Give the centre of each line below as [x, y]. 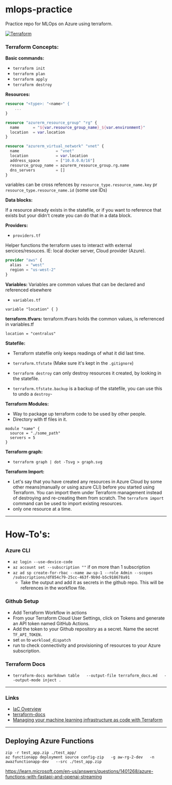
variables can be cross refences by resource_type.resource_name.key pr [81, 185]
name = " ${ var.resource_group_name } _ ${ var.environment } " [78, 127]
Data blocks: [19, 200]
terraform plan [29, 74]
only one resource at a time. [42, 509]
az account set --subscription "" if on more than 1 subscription [81, 567]
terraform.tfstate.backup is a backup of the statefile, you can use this [87, 388]
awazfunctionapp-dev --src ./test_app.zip [53, 762]
